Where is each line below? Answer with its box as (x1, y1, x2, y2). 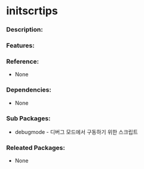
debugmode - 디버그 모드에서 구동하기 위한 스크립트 (14, 128, 139, 135)
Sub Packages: (6, 114, 51, 123)
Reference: (6, 57, 39, 65)
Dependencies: (6, 86, 52, 94)
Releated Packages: (6, 143, 66, 152)
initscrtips (6, 4, 58, 18)
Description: (6, 26, 43, 34)
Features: (6, 42, 35, 50)
